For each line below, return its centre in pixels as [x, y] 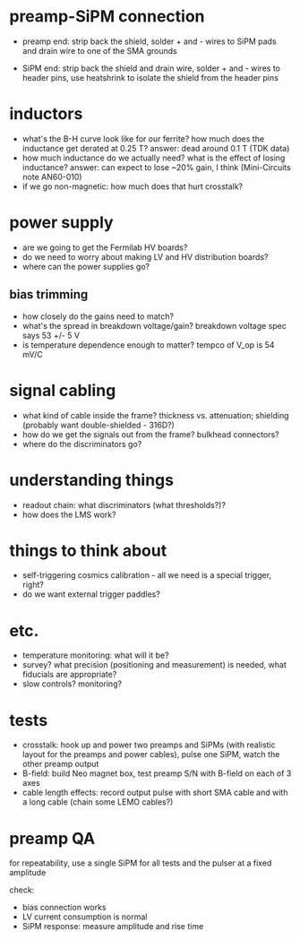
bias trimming [49, 294]
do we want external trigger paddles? [91, 594]
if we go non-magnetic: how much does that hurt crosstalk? [133, 186]
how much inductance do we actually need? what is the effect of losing [154, 158]
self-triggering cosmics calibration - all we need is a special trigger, [146, 575]
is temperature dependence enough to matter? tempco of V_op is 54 [148, 345]
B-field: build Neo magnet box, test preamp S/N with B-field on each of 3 [157, 773]
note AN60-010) [52, 177]
